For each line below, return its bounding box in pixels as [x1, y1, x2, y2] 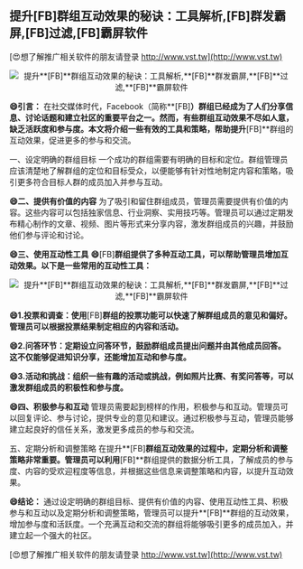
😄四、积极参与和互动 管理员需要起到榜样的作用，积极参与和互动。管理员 [9, 401, 281, 412]
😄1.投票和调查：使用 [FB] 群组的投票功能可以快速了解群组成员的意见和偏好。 [9, 310, 292, 321]
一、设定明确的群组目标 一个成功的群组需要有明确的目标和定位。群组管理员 [9, 154, 289, 164]
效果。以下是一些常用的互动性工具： [16, 260, 151, 271]
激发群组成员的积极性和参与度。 [9, 382, 128, 393]
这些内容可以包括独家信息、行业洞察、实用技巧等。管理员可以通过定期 [24, 207, 286, 218]
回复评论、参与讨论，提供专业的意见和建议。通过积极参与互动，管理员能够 [16, 412, 294, 423]
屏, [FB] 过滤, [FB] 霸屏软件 [9, 25, 149, 41]
